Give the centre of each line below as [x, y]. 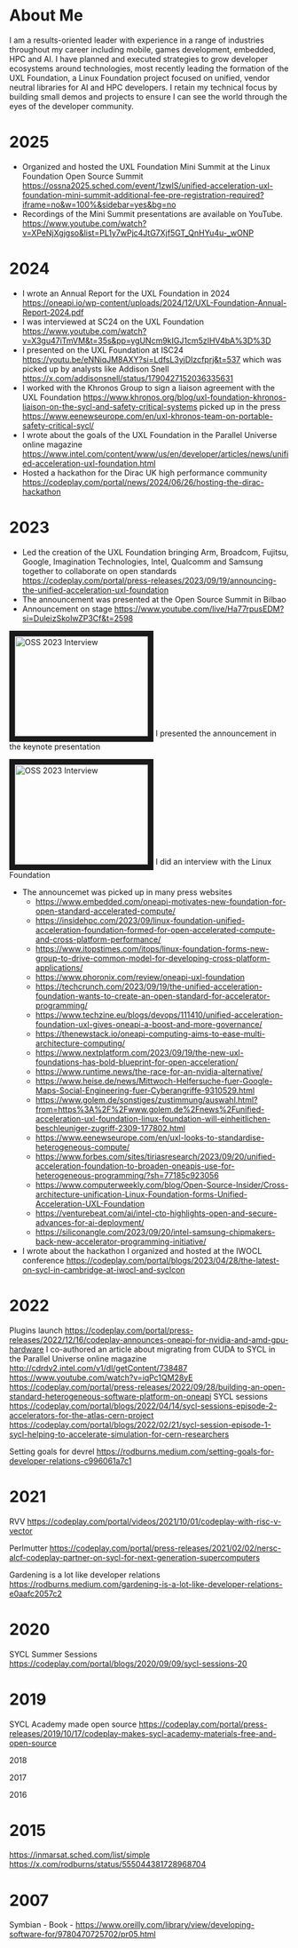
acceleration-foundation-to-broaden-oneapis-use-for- [135, 1166]
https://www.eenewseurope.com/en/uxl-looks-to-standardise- [149, 1138]
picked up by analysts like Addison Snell [95, 369]
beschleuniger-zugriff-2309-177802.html [110, 1128]
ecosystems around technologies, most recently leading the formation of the [149, 68]
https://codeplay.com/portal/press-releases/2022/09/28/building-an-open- [147, 1386]
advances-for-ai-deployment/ [90, 1222]
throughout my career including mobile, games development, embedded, [143, 49]
